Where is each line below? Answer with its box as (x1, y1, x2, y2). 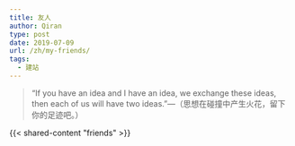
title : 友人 (9, 13, 51, 22)
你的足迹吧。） (31, 109, 84, 120)
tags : (9, 55, 30, 64)
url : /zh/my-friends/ (9, 47, 91, 56)
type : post (9, 30, 50, 39)
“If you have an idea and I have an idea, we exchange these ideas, (31, 87, 277, 99)
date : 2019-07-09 (9, 38, 75, 47)
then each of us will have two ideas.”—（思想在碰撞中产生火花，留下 (31, 98, 286, 108)
